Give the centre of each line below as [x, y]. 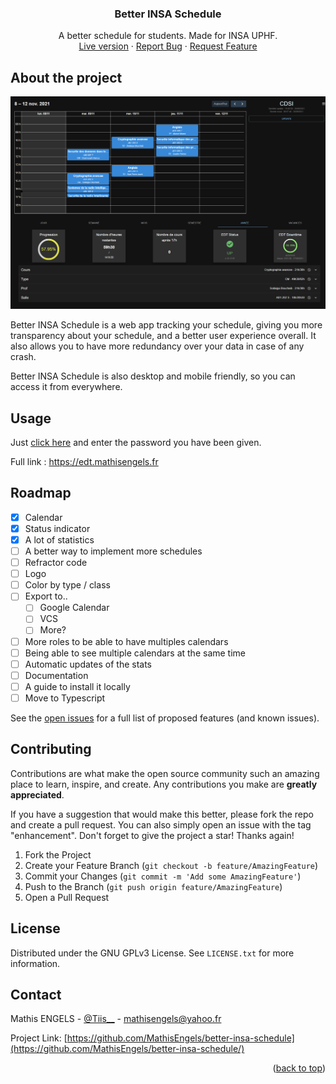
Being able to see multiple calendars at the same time [135, 653]
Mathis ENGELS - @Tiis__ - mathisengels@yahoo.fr [116, 1019]
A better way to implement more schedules [113, 551]
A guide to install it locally [77, 686]
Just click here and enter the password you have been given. [136, 443]
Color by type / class [67, 585]
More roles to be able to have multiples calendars [126, 641]
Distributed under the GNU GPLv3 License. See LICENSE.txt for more [152, 953]
